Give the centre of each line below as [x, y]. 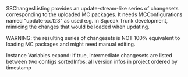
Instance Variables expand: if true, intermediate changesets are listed [89, 55]
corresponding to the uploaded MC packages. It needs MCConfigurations [94, 14]
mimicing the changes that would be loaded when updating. [78, 27]
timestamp [19, 68]
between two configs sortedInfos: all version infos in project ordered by [92, 61]
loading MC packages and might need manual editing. [71, 44]
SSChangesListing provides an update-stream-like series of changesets [92, 8]
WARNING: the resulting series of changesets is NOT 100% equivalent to [93, 38]
